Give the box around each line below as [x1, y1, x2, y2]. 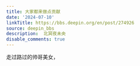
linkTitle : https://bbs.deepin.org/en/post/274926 [6, 20, 135, 26]
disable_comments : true [6, 36, 66, 42]
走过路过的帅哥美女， [6, 54, 58, 60]
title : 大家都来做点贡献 [6, 8, 61, 15]
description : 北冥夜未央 [6, 31, 66, 37]
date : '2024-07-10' [6, 14, 55, 20]
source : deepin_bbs [6, 25, 55, 32]
